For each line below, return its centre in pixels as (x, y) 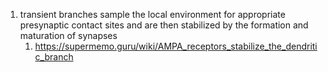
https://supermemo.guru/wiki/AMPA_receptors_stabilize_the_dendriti (176, 46)
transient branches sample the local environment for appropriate (152, 14)
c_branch (54, 57)
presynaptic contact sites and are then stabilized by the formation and (164, 25)
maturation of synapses (68, 35)
